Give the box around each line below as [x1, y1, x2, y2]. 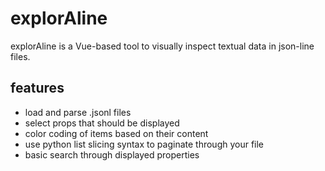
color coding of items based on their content [24, 127, 209, 139]
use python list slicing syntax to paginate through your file [24, 138, 265, 150]
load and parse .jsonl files [24, 106, 132, 118]
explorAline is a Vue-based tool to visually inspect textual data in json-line [10, 40, 315, 52]
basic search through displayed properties [24, 148, 200, 161]
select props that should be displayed [24, 117, 180, 129]
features [10, 80, 65, 97]
